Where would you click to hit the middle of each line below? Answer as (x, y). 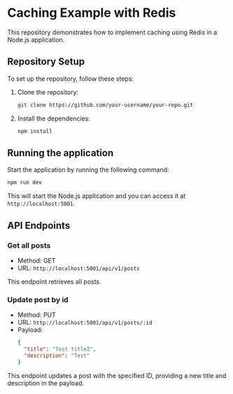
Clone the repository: (48, 92)
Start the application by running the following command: (88, 170)
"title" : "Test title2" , (60, 349)
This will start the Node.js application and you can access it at (97, 196)
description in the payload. (46, 383)
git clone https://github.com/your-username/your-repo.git (105, 105)
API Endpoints (39, 225)
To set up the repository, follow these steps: (71, 78)
